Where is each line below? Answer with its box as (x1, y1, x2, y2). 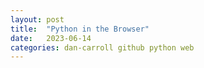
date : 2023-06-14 (10, 33, 92, 43)
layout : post (10, 14, 65, 25)
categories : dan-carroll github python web (10, 42, 195, 53)
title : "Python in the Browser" (10, 24, 150, 34)
